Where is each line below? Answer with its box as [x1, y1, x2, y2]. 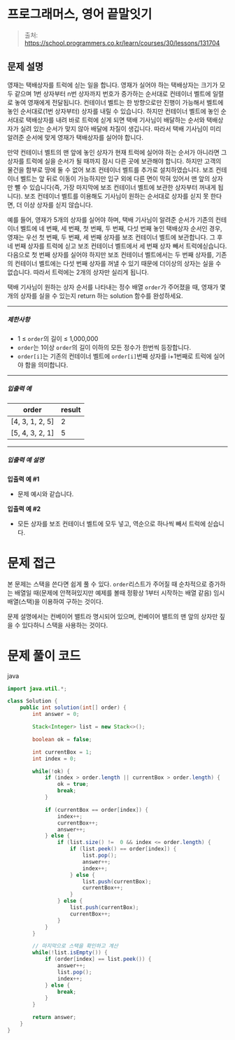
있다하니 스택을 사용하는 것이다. [22, 621, 108, 629]
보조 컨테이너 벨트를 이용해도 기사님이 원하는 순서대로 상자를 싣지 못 [24, 192, 209, 200]
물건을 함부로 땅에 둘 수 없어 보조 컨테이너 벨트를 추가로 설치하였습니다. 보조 [7, 165, 215, 174]
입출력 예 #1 [7, 475, 40, 483]
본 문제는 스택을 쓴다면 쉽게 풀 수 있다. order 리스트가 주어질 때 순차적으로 [7, 579, 208, 588]
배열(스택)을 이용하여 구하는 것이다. [7, 597, 104, 605]
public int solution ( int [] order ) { [20, 704, 127, 711]
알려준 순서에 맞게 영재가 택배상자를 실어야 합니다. [7, 133, 144, 141]
